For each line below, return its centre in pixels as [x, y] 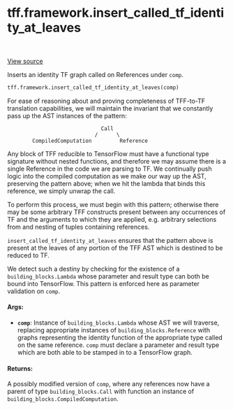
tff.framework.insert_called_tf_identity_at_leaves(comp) [93, 87]
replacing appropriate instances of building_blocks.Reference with [114, 330]
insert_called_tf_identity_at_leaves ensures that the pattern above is [110, 240]
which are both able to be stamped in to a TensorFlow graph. [105, 353]
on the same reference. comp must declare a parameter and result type [118, 345]
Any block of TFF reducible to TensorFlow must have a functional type [108, 154]
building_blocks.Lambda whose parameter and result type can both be [108, 276]
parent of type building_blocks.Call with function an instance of [101, 391]
